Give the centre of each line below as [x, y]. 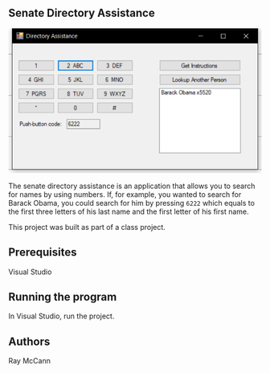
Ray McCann [29, 361]
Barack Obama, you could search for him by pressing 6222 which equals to [132, 203]
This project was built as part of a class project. [87, 227]
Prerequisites [43, 252]
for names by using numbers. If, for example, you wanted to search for [125, 194]
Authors [29, 341]
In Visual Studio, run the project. [61, 316]
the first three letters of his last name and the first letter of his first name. [129, 211]
